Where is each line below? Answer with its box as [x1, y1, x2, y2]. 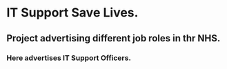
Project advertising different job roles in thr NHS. [6, 32, 221, 44]
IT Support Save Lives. [6, 5, 139, 21]
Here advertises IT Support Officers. [6, 53, 132, 63]
